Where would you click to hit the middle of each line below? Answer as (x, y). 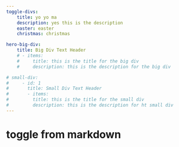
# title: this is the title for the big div (78, 61)
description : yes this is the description (70, 23)
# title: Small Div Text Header (54, 89)
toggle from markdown (64, 134)
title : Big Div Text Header (51, 50)
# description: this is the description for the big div (94, 67)
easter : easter (36, 28)
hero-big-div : (24, 45)
